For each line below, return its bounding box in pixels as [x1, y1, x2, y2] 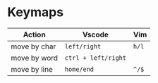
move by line [11, 64, 53, 74]
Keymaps [7, 4, 64, 20]
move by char [11, 41, 56, 51]
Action [23, 30, 46, 39]
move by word [11, 53, 59, 63]
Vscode [82, 30, 109, 39]
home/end [64, 65, 94, 73]
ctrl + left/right [64, 53, 127, 62]
